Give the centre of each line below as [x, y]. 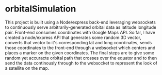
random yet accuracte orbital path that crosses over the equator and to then [81, 58]
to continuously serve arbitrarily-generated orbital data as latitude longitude [81, 27]
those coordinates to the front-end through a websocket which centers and [80, 48]
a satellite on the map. [27, 68]
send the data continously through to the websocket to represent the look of [81, 63]
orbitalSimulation [40, 9]
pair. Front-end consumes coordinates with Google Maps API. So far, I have [80, 32]
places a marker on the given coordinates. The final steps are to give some [80, 53]
